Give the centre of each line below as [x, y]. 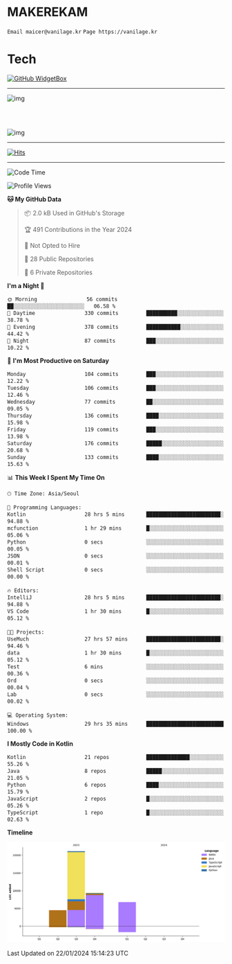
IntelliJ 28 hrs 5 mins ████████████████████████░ [116, 597]
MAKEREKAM [48, 12]
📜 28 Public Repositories [59, 259]
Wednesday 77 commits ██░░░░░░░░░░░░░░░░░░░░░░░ [116, 402]
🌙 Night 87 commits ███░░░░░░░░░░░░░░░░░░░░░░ [116, 341]
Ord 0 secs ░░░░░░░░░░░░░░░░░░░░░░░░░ [116, 680]
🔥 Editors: [23, 590]
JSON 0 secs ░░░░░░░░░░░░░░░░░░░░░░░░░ [116, 556]
